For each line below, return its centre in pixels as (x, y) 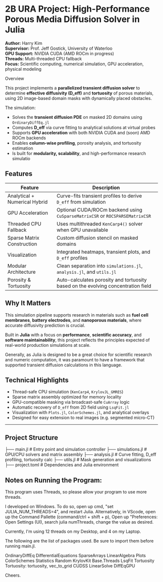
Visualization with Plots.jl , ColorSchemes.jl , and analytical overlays (81, 413)
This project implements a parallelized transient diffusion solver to (73, 88)
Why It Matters (28, 303)
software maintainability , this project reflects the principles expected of (77, 340)
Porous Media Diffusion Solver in (72, 19)
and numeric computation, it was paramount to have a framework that (75, 359)
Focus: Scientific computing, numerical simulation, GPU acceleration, (74, 64)
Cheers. (13, 575)
